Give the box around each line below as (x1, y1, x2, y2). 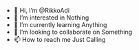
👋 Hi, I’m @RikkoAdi (13, 7, 70, 14)
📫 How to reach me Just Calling (13, 36, 106, 43)
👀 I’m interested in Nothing (13, 14, 89, 22)
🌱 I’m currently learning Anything (13, 21, 107, 28)
